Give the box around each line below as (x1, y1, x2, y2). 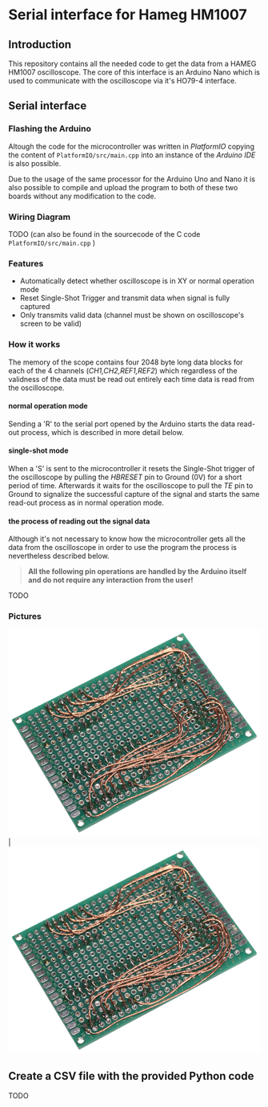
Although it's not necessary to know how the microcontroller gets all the (8, 534, 246, 543)
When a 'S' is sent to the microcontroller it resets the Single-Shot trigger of (8, 463, 255, 473)
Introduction (8, 38, 72, 51)
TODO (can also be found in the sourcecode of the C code (8, 229, 201, 238)
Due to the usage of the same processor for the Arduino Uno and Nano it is (8, 174, 256, 184)
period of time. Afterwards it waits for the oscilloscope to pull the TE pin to (8, 480, 254, 490)
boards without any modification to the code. (8, 191, 157, 201)
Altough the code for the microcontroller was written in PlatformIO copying (8, 141, 254, 151)
